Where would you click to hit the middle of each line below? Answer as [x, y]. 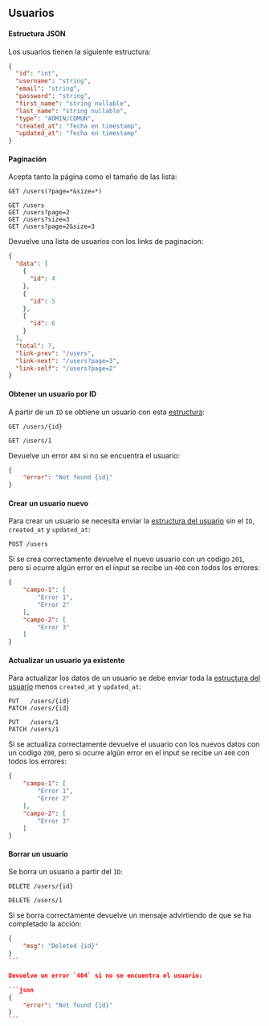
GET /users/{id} [35, 426]
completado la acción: [45, 924]
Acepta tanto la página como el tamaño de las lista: [93, 177]
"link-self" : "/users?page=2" [66, 368]
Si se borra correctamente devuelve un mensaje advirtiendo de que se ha [130, 915]
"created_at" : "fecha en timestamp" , [79, 126]
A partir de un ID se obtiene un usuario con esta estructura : [106, 412]
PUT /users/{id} [39, 702]
